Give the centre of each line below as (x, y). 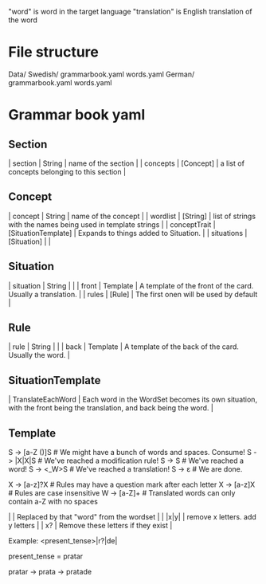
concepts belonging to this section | (67, 171)
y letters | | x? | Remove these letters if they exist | (90, 525)
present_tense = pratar (46, 556)
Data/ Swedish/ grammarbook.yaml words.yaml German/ (102, 74)
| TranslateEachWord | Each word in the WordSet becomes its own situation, (133, 400)
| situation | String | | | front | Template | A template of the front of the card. (131, 285)
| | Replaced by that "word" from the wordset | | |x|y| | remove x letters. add (132, 517)
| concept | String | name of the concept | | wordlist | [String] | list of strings (132, 216)
